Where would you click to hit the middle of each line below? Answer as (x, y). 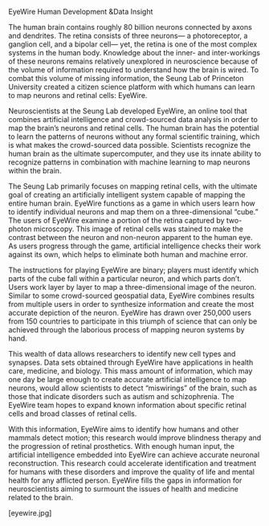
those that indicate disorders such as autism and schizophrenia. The (121, 396)
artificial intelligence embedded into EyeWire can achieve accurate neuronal (134, 455)
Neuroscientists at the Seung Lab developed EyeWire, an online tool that (128, 111)
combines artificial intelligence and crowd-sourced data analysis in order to (133, 119)
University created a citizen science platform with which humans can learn (132, 87)
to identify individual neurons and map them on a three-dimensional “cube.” (133, 212)
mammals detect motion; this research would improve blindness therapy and (135, 438)
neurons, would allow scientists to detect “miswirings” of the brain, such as (132, 388)
